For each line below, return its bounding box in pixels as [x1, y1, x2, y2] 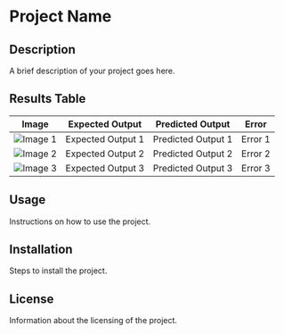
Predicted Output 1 [152, 132, 233, 145]
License [9, 291, 54, 306]
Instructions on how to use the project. [9, 216, 151, 227]
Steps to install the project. [9, 265, 108, 276]
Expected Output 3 [65, 162, 145, 174]
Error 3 [241, 162, 271, 174]
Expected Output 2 [65, 147, 145, 160]
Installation [9, 242, 73, 257]
